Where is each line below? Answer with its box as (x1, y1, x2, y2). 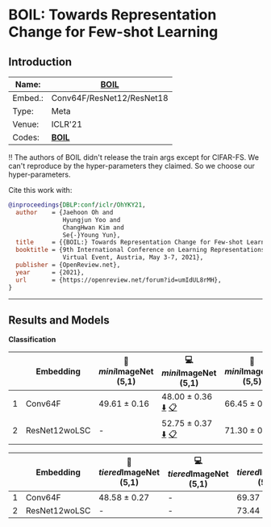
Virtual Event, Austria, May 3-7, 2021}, (62, 253, 204, 261)
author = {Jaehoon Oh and (15, 208, 114, 216)
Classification (8, 335, 56, 345)
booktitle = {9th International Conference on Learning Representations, (15, 246, 269, 254)
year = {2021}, (15, 268, 85, 276)
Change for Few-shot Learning (8, 23, 219, 41)
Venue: (12, 119, 40, 130)
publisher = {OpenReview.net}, (15, 261, 121, 269)
